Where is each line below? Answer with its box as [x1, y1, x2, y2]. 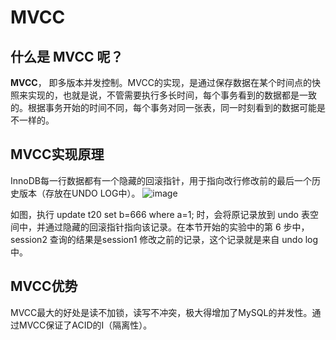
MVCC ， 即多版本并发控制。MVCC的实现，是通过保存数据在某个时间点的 [10, 77, 312, 88]
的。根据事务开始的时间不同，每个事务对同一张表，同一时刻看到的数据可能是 [10, 102, 326, 113]
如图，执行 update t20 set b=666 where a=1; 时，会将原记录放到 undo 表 [10, 208, 310, 220]
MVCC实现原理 [10, 146, 105, 163]
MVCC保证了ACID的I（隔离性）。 [18, 319, 153, 331]
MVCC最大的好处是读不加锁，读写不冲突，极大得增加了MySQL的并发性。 [10, 306, 313, 318]
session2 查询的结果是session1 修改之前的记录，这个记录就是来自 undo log [10, 233, 319, 245]
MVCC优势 [10, 278, 78, 295]
